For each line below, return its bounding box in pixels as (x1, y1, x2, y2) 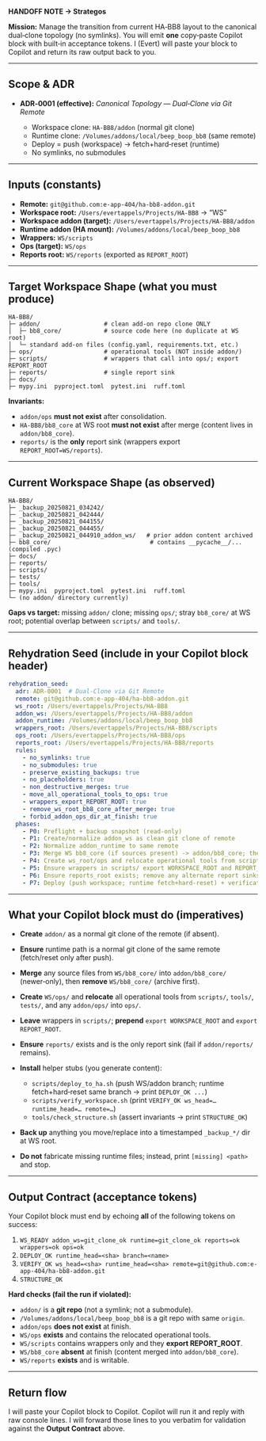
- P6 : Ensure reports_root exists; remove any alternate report (22, 871, 239, 879)
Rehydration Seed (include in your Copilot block (8, 646, 249, 660)
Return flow (8, 1386, 67, 1399)
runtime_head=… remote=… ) (31, 1104, 116, 1114)
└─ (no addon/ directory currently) (8, 594, 129, 602)
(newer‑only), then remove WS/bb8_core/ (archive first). (19, 977, 200, 986)
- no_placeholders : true (22, 776, 104, 783)
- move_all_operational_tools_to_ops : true (22, 791, 169, 799)
